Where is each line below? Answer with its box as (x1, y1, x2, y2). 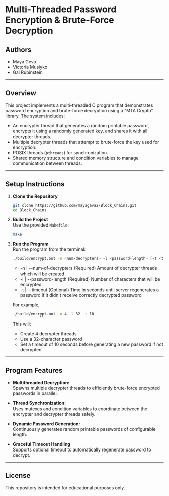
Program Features (5, 366, 63, 375)
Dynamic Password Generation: (12, 421, 80, 427)
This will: (12, 321, 31, 327)
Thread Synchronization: (12, 400, 66, 406)
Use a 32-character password (20, 336, 82, 342)
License (5, 471, 31, 480)
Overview (5, 88, 37, 97)
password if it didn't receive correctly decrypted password (20, 292, 142, 298)
